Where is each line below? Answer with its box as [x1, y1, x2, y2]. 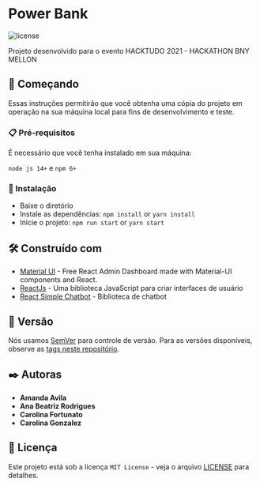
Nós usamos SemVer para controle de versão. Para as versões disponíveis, [8, 335, 253, 345]
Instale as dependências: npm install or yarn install [19, 209, 195, 219]
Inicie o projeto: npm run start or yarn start [19, 218, 164, 228]
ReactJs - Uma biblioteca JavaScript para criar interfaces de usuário [19, 284, 243, 293]
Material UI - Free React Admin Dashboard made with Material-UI [19, 266, 232, 277]
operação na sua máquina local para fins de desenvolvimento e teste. [8, 107, 235, 116]
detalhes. [8, 470, 39, 480]
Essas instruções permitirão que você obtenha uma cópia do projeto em [8, 98, 243, 107]
